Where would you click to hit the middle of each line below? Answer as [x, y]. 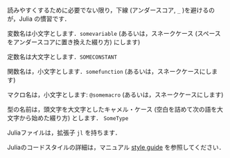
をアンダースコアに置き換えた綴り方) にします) [74, 42]
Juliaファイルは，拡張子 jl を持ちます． [64, 132]
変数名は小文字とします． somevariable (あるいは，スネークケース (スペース [114, 33]
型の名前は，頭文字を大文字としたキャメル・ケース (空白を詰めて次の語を [112, 109]
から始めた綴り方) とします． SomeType [74, 118]
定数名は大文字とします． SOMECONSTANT [62, 57]
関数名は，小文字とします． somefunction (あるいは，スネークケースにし [109, 71]
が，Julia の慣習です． [39, 19]
